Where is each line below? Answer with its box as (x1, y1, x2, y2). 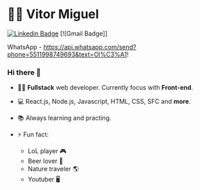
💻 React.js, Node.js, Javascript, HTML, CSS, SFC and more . (17, 97, 191, 106)
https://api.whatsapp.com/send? (43, 42, 137, 51)
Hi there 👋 (7, 68, 42, 77)
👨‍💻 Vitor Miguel (7, 6, 100, 22)
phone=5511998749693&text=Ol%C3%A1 (7, 50, 128, 58)
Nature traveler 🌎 (27, 165, 79, 173)
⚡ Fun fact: (17, 130, 49, 138)
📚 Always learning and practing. (17, 114, 111, 122)
